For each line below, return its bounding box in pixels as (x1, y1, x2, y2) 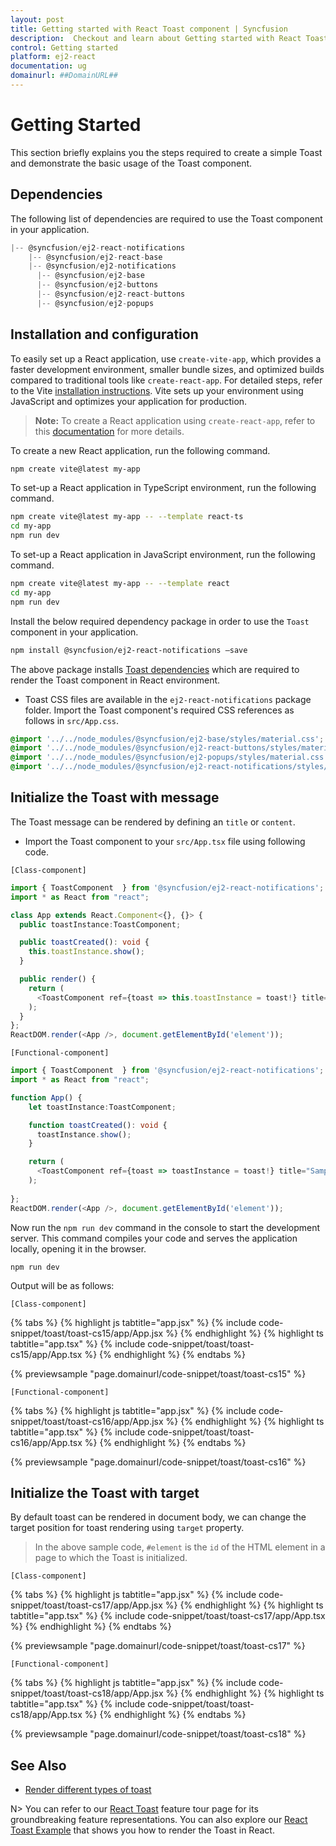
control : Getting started (10, 42, 118, 53)
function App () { (10, 1092, 83, 1103)
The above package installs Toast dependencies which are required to (10, 663, 300, 675)
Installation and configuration (10, 326, 199, 343)
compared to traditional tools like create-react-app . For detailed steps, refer (10, 374, 323, 386)
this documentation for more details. (34, 425, 185, 437)
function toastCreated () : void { (28, 1120, 168, 1130)
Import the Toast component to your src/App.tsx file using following (24, 835, 306, 847)
